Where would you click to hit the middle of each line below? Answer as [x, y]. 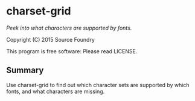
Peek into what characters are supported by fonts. [69, 28]
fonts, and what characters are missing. [56, 91]
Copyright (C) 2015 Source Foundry [51, 39]
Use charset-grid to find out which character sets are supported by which [98, 85]
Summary [25, 70]
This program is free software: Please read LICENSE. [72, 51]
